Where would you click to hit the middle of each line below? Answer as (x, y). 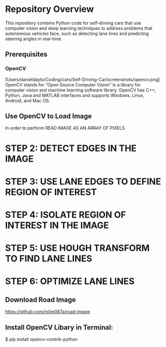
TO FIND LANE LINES (49, 259)
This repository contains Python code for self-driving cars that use (73, 23)
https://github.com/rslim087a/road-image (48, 312)
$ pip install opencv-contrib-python (41, 339)
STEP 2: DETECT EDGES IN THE (71, 148)
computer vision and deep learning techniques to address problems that (79, 28)
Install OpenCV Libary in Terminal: (59, 327)
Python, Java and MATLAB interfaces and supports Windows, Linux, (75, 95)
